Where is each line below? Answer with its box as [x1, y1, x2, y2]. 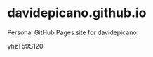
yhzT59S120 [7, 42, 44, 50]
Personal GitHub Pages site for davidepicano [7, 28, 137, 37]
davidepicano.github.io [7, 5, 147, 21]
